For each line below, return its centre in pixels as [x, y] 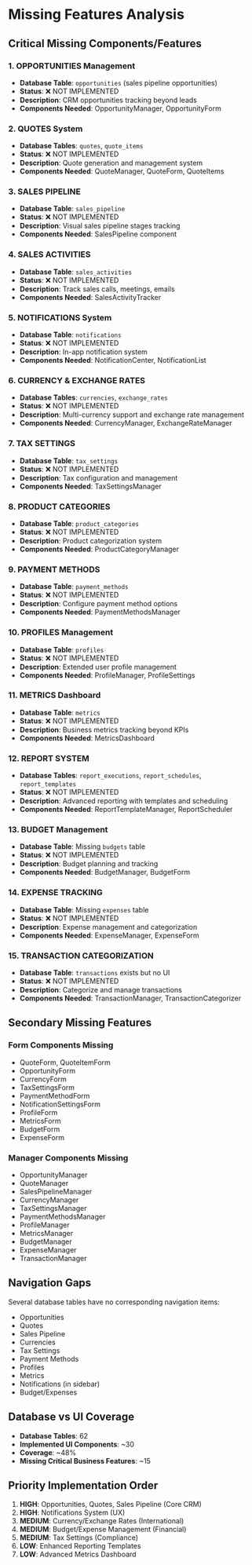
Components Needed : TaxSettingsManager [91, 486]
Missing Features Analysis [96, 15]
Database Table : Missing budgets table [82, 846]
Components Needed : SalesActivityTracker [90, 297]
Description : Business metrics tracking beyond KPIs [104, 729]
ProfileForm [38, 1112]
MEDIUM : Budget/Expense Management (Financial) [103, 1530]
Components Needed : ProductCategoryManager [99, 549]
